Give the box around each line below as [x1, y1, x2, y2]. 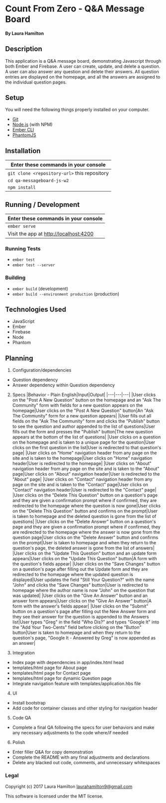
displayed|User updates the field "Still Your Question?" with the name [12, 577, 155, 583]
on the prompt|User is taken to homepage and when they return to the [12, 540, 157, 546]
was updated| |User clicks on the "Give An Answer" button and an [12, 593, 148, 599]
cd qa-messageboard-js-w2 [7, 178, 69, 184]
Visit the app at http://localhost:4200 [7, 230, 94, 237]
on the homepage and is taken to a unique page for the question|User [12, 439, 156, 445]
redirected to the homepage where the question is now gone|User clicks [12, 503, 161, 509]
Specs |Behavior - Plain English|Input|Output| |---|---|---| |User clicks [12, 392, 156, 398]
